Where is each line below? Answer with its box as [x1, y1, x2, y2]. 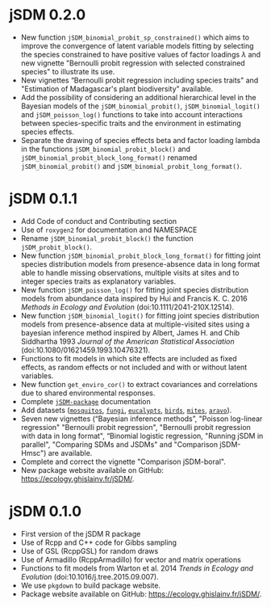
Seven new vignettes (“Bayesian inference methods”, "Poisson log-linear [20, 414, 263, 424]
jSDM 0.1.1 [9, 190, 77, 208]
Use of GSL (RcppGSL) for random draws [20, 546, 159, 555]
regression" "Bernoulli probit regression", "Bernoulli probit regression [20, 422, 251, 432]
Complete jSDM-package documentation [20, 396, 152, 406]
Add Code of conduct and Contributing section [20, 216, 177, 226]
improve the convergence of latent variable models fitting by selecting [20, 40, 254, 50]
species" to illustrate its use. [20, 66, 115, 76]
